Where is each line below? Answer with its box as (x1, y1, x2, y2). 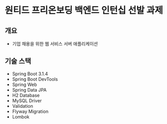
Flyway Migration (12, 108, 49, 114)
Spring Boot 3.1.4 (12, 70, 48, 76)
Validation (12, 103, 34, 109)
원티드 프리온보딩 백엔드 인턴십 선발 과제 (5, 5, 163, 16)
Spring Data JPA (12, 87, 47, 93)
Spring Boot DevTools (12, 76, 58, 82)
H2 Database (12, 92, 40, 98)
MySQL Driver (12, 97, 42, 104)
